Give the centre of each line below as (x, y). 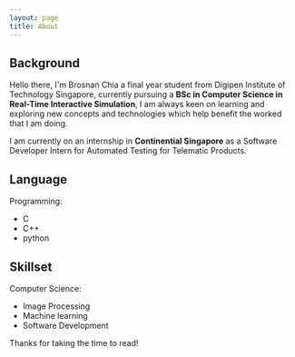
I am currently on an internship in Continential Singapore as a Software (143, 141)
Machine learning (55, 315)
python (36, 238)
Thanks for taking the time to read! (74, 342)
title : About (34, 26)
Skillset (31, 267)
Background (44, 63)
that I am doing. (39, 124)
